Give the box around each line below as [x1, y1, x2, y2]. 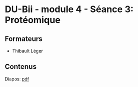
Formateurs [5, 34, 43, 43]
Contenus [5, 62, 37, 71]
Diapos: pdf [5, 76, 30, 82]
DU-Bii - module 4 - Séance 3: [5, 4, 134, 15]
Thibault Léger [12, 48, 43, 54]
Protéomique [5, 14, 61, 26]
